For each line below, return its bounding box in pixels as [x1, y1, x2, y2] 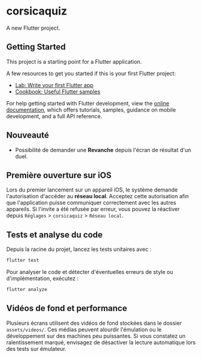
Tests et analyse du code [6, 229, 103, 240]
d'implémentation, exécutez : [6, 275, 79, 282]
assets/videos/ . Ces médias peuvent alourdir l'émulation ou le [6, 325, 162, 333]
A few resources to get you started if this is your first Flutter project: [6, 70, 176, 77]
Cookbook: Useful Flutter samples [15, 88, 101, 95]
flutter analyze [6, 287, 47, 293]
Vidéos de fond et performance [6, 303, 127, 313]
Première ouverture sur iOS [6, 170, 112, 180]
